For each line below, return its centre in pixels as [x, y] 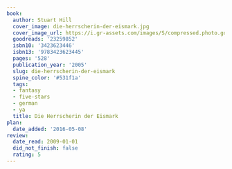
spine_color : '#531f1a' [47, 78]
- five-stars [32, 97]
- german [25, 103]
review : [18, 135]
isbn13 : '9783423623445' [48, 52]
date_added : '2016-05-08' [50, 129]
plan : [14, 122]
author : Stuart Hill [42, 20]
